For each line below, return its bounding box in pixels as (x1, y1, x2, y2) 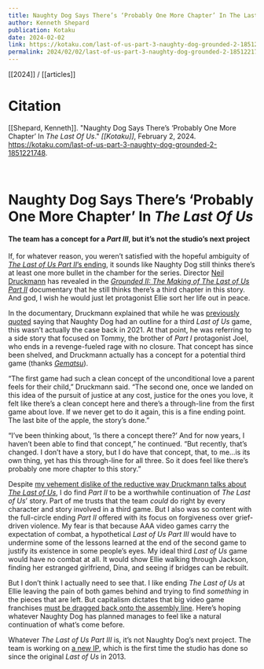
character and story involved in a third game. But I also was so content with (8, 505, 252, 514)
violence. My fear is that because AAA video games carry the (30, 521, 229, 531)
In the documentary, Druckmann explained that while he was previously (8, 308, 240, 318)
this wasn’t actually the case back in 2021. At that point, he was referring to (8, 325, 252, 335)
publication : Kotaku (8, 26, 76, 34)
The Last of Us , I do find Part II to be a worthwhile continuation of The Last (8, 488, 251, 498)
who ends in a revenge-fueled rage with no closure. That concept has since (8, 342, 254, 351)
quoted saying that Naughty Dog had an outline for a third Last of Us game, (8, 317, 252, 326)
